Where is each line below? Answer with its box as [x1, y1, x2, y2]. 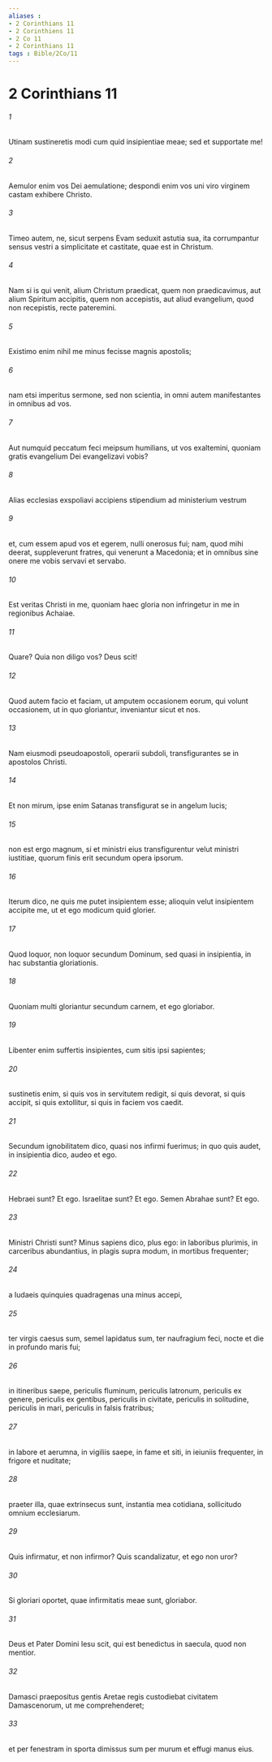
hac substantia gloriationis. [8, 957, 99, 967]
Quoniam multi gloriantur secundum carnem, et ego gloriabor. [8, 1001, 215, 1011]
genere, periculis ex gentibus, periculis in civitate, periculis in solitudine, [8, 1394, 249, 1405]
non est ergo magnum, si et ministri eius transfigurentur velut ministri [8, 844, 240, 854]
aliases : [8, 11, 42, 20]
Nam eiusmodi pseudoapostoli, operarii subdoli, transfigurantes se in [8, 748, 240, 758]
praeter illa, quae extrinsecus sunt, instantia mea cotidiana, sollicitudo [8, 1499, 242, 1509]
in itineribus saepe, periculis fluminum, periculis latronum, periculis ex [8, 1386, 242, 1396]
